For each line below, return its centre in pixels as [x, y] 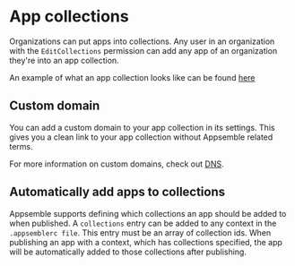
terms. [21, 146]
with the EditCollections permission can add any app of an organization [143, 50]
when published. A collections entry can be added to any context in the [143, 223]
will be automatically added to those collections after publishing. [128, 252]
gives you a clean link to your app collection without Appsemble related [141, 137]
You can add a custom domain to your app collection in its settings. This [142, 127]
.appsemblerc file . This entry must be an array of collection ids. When [140, 232]
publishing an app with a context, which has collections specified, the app [146, 242]
